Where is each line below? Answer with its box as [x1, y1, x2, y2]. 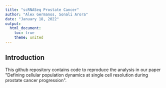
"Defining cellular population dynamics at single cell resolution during [5, 72, 148, 78]
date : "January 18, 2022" [5, 16, 59, 21]
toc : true [14, 30, 35, 35]
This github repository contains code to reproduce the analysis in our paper [5, 67, 161, 73]
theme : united [14, 35, 43, 40]
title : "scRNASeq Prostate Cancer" [5, 7, 79, 12]
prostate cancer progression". [5, 77, 67, 83]
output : [5, 21, 21, 26]
